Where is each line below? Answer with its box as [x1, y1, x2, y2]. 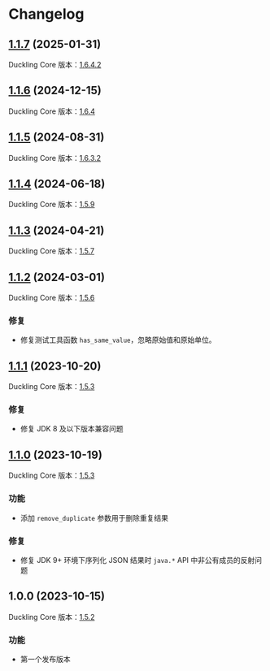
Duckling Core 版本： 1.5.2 [8, 612, 95, 621]
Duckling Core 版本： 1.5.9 [8, 200, 95, 210]
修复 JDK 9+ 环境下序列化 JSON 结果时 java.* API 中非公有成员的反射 [20, 555, 255, 565]
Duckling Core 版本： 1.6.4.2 [8, 60, 102, 69]
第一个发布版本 [20, 654, 71, 664]
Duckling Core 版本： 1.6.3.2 [8, 153, 102, 162]
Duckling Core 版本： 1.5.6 [8, 293, 95, 303]
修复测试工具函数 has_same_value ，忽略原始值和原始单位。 [20, 335, 216, 345]
